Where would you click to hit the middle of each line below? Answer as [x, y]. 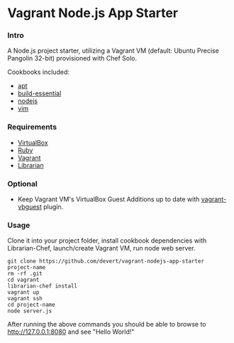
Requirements [32, 127]
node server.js [30, 311]
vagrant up [23, 292]
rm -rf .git [25, 274]
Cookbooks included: [38, 72]
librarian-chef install [43, 286]
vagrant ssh [25, 299]
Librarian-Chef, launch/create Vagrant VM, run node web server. [102, 248]
